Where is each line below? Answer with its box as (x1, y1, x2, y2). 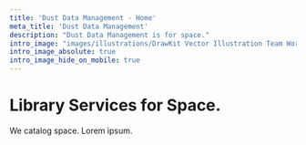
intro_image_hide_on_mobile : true (9, 56, 141, 65)
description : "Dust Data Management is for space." (9, 30, 209, 39)
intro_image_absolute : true (9, 47, 117, 57)
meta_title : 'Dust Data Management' (9, 22, 148, 31)
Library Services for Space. (9, 95, 221, 116)
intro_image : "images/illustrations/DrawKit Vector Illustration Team (9, 38, 283, 48)
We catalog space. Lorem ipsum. (9, 125, 133, 136)
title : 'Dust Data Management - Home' (9, 13, 157, 23)
